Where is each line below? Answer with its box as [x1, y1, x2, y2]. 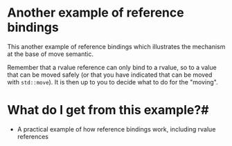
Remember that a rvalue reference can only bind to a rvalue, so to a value [7, 63, 217, 71]
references [17, 132, 48, 140]
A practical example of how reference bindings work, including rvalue [17, 125, 216, 133]
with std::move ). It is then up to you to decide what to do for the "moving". [7, 77, 218, 86]
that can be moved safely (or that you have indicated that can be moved [7, 71, 213, 79]
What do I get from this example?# [7, 102, 209, 118]
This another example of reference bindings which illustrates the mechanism [7, 42, 226, 51]
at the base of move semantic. [7, 50, 93, 58]
